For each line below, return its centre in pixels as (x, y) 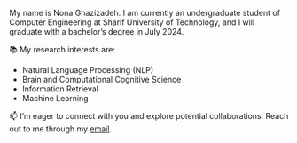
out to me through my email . (61, 129)
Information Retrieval (60, 89)
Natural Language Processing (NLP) (88, 70)
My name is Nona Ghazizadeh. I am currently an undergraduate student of (145, 13)
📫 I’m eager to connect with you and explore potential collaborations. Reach (149, 116)
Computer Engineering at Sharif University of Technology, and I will (132, 22)
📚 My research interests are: (62, 49)
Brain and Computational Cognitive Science (102, 79)
